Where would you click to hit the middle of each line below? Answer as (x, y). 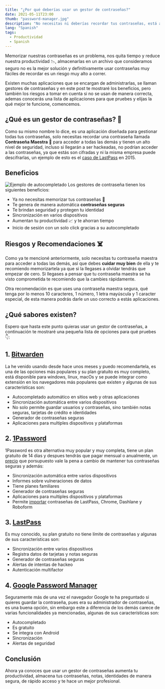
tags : (11, 32)
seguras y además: (24, 466)
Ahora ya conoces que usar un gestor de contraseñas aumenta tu (72, 671)
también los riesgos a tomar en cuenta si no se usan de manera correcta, (79, 94)
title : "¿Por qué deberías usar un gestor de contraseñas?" (68, 10)
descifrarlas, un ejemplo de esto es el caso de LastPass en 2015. (70, 157)
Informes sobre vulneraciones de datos (52, 481)
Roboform (22, 507)
